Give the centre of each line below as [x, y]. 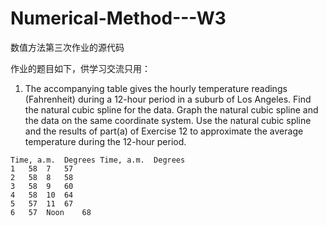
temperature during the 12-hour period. [105, 141]
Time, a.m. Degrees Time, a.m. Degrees [98, 160]
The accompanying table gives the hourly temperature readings [156, 88]
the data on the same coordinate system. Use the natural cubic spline [168, 120]
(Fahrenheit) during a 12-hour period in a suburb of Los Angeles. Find [168, 99]
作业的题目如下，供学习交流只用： [80, 68]
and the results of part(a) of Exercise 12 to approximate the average [164, 131]
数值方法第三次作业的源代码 [67, 47]
